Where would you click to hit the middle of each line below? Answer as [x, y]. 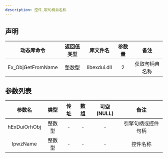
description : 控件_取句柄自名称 [36, 10]
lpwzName [24, 144]
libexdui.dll [99, 67]
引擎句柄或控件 [141, 123]
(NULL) [105, 113]
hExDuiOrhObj [24, 127]
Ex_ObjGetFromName [33, 67]
